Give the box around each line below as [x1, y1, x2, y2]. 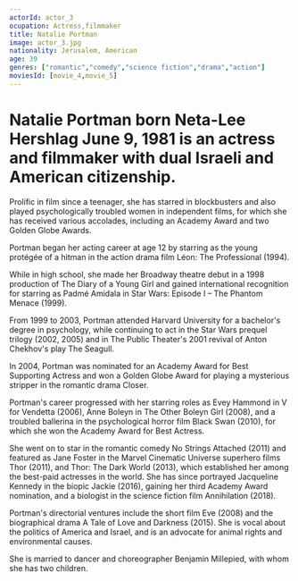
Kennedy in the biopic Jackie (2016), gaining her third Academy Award [9, 480, 269, 492]
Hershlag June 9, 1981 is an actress [9, 129, 276, 148]
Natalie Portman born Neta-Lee [9, 109, 246, 130]
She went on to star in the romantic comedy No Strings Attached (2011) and [9, 442, 287, 453]
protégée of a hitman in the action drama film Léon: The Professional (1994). [9, 251, 290, 262]
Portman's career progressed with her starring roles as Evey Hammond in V [9, 397, 287, 408]
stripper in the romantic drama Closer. [9, 379, 149, 390]
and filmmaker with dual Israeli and [9, 147, 275, 168]
